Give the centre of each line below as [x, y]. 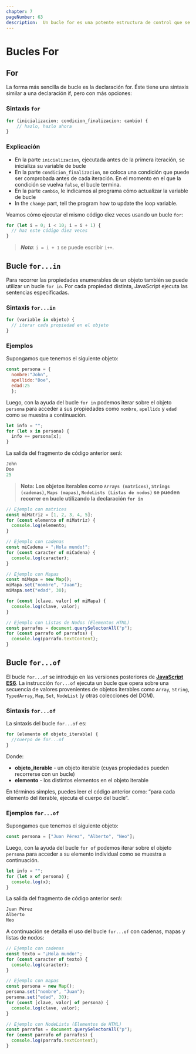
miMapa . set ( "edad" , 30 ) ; [36, 590]
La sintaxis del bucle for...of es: [46, 724]
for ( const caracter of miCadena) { [51, 552]
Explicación [23, 147]
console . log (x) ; [31, 882]
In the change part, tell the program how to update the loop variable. [96, 203]
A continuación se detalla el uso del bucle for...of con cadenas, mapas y [96, 931]
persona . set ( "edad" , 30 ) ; [38, 997]
